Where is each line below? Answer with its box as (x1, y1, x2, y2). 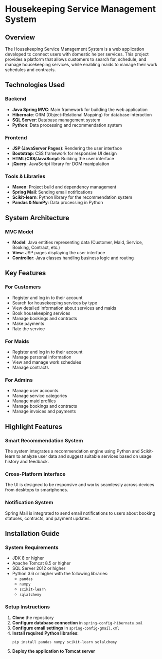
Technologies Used (5, 81, 65, 89)
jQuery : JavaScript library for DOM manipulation (12, 161, 109, 167)
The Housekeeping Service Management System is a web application (5, 46, 144, 52)
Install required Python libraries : (12, 630, 79, 636)
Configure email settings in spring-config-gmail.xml (12, 625, 120, 631)
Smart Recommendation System (5, 437, 84, 444)
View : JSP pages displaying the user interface (12, 249, 106, 255)
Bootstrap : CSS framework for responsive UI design (12, 150, 117, 156)
